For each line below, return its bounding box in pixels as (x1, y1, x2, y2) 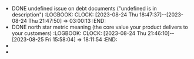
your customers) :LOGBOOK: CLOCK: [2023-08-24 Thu (11, 30, 147, 37)
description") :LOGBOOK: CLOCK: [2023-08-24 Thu (11, 11, 138, 18)
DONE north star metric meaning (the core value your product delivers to (11, 23, 188, 30)
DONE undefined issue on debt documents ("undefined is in (11, 5, 157, 12)
